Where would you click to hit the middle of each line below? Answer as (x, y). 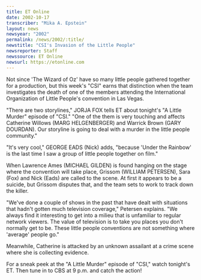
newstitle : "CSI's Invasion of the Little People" (71, 46)
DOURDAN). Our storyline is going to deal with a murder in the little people (98, 129)
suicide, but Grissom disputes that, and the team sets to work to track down (100, 184)
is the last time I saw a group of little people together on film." (82, 153)
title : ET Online (28, 12)
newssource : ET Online (34, 56)
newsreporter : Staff (32, 51)
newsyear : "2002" (28, 34)
